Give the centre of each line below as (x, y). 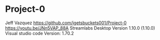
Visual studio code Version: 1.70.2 (40, 33)
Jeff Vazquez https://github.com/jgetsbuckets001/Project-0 (66, 23)
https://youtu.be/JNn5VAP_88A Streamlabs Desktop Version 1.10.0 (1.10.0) (80, 28)
